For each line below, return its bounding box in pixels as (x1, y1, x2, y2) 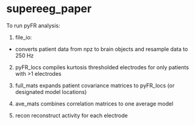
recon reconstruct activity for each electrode (15, 112, 128, 119)
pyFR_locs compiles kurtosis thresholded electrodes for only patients (15, 63, 189, 71)
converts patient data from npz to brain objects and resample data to (15, 45, 188, 53)
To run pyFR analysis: (6, 22, 61, 29)
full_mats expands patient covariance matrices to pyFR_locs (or (15, 81, 175, 89)
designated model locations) (15, 88, 87, 95)
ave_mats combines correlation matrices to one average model (15, 100, 174, 107)
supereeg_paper (6, 2, 92, 16)
